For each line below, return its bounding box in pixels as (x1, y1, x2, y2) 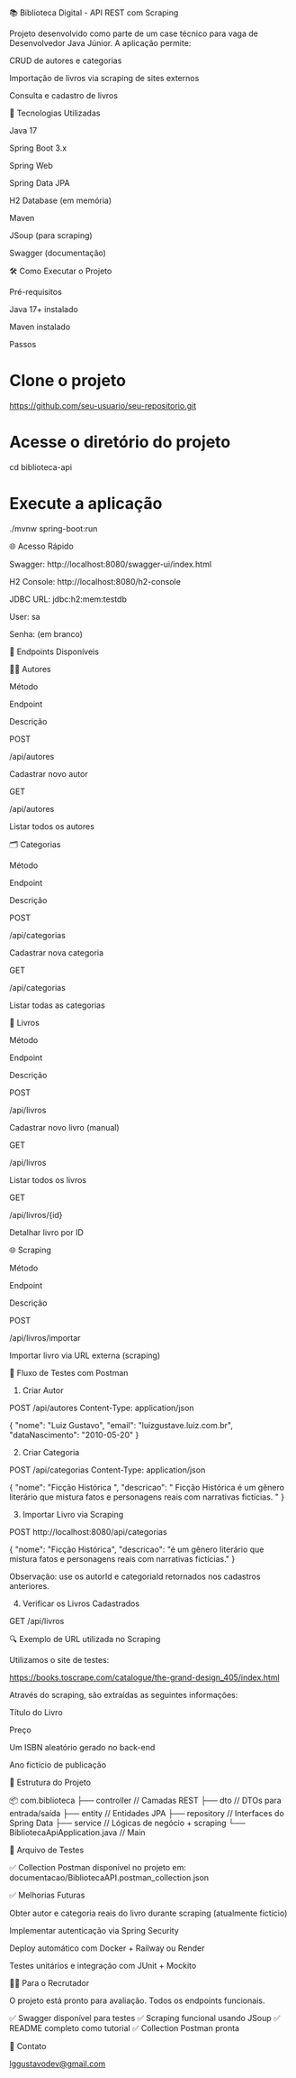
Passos (9, 339, 37, 349)
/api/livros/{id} (9, 1209, 63, 1220)
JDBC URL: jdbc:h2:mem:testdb (9, 594, 128, 605)
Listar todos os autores (9, 820, 94, 832)
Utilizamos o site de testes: (9, 1654, 110, 1665)
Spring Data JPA (9, 178, 70, 188)
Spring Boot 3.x (9, 143, 67, 153)
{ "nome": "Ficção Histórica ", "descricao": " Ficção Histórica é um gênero (9, 1482, 285, 1492)
